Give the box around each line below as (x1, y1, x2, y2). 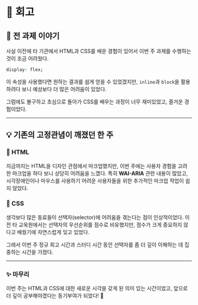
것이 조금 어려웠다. (6, 55, 49, 62)
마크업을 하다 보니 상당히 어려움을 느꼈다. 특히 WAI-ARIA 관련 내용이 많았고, (12, 170, 188, 177)
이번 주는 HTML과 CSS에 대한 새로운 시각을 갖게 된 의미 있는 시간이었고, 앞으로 (6, 285, 188, 292)
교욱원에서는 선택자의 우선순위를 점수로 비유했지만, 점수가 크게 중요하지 (18, 221, 183, 228)
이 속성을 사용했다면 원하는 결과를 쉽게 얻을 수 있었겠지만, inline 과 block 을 (6, 78, 180, 85)
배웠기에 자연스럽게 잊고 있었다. (16, 228, 90, 235)
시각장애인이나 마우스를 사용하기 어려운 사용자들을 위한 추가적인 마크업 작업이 (6, 177, 184, 184)
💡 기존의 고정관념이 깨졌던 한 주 (6, 130, 114, 140)
